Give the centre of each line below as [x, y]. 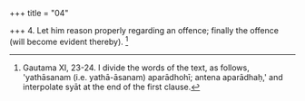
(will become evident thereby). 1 [69, 41]
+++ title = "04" [39, 13]
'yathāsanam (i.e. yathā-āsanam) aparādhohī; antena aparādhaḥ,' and [152, 77]
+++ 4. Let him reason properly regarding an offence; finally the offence [144, 30]
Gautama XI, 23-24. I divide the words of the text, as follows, [136, 68]
